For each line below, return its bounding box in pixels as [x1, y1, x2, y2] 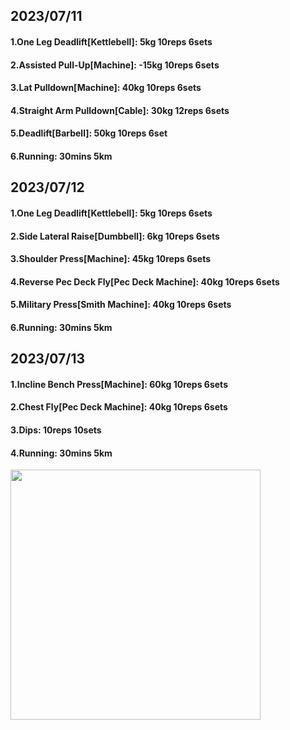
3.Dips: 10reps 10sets [10, 424, 102, 436]
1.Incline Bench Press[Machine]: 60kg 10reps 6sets [10, 378, 228, 390]
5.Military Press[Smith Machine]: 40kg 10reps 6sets [10, 299, 232, 311]
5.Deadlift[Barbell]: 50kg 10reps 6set [10, 127, 168, 139]
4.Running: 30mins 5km [10, 447, 113, 459]
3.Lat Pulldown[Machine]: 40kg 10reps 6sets [10, 82, 202, 94]
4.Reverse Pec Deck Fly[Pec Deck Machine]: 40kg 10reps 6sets [10, 275, 280, 288]
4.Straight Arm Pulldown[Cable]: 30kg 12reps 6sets [10, 104, 230, 116]
